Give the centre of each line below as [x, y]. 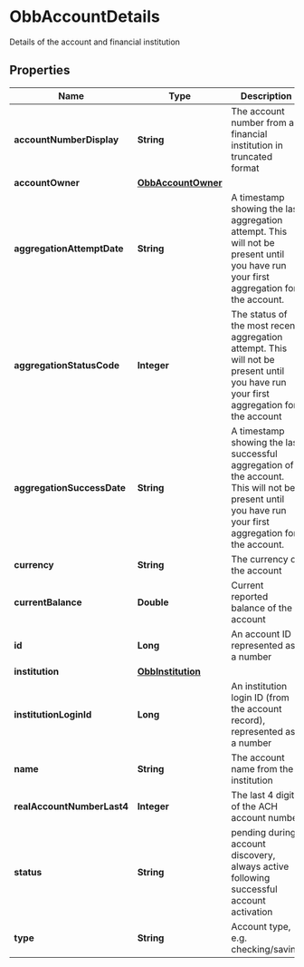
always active [260, 866]
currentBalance [48, 602]
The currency [260, 559]
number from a [262, 122]
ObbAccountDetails [85, 17]
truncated [252, 156]
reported [250, 596]
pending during [264, 832]
